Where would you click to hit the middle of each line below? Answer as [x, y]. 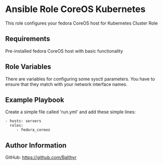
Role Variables [28, 67]
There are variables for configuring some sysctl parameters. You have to [80, 79]
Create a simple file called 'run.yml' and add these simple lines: [70, 112]
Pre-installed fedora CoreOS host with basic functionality [64, 51]
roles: [17, 126]
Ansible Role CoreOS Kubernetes [75, 9]
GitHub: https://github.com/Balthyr [41, 157]
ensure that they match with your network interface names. [66, 84]
